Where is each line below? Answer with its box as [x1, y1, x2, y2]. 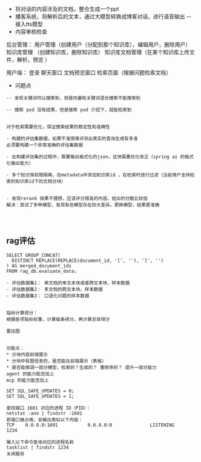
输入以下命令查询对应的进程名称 [6, 439, 74, 445]
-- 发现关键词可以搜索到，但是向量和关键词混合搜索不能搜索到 [6, 95, 141, 101]
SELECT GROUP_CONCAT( [6, 252, 61, 258]
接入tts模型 [15, 21, 44, 27]
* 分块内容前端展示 [6, 351, 48, 358]
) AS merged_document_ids [6, 263, 71, 269]
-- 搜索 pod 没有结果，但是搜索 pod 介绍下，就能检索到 [6, 107, 132, 113]
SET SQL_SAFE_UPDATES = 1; [6, 393, 74, 399]
